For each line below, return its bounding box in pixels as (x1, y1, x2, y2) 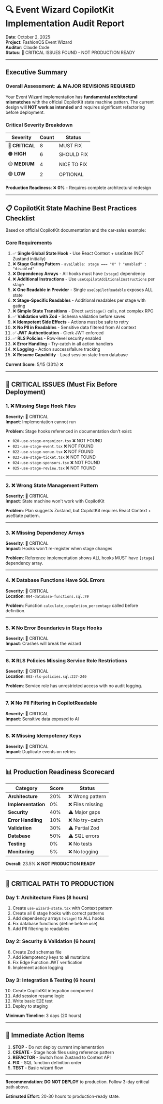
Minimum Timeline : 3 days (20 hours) (5, 1012, 82, 1018)
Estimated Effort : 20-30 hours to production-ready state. (5, 1093, 120, 1099)
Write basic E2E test (12, 998, 53, 1004)
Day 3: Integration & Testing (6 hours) (5, 977, 96, 983)
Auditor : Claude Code (5, 44, 50, 50)
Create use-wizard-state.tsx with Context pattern (12, 905, 113, 911)
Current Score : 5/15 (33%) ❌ (5, 362, 63, 367)
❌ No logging (68, 848, 99, 855)
